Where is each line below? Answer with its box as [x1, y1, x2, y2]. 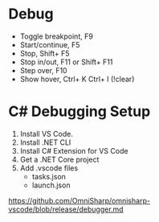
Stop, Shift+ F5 [19, 48, 70, 58]
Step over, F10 [19, 65, 67, 75]
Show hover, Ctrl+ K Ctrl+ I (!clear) [19, 74, 135, 84]
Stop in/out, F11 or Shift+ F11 [19, 57, 113, 67]
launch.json [31, 180, 71, 190]
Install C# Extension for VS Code [19, 146, 128, 155]
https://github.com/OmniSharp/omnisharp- [8, 195, 151, 205]
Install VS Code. [19, 129, 74, 138]
